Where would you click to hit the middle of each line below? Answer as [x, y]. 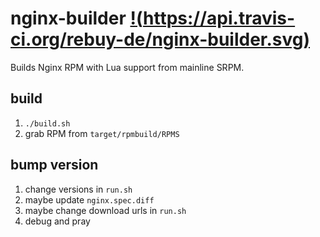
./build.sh [47, 123]
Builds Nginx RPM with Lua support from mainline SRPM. [127, 67]
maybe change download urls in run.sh [105, 210]
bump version [54, 165]
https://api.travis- [219, 18]
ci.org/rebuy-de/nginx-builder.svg [157, 39]
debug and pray [57, 221]
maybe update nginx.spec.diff [89, 199]
